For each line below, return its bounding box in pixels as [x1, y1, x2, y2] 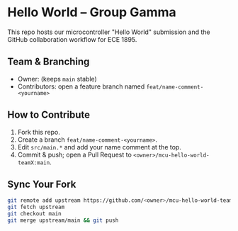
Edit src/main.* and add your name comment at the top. [17, 142, 182, 151]
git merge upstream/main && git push [7, 217, 119, 224]
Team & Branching [7, 56, 90, 68]
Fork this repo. [17, 128, 60, 136]
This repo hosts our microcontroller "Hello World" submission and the [7, 28, 210, 36]
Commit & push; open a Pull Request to [17, 150, 132, 159]
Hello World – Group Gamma [7, 4, 176, 21]
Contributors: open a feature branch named [17, 82, 145, 91]
